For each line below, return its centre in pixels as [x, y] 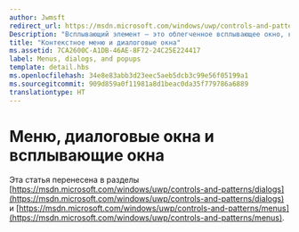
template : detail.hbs [49, 68]
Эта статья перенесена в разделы [74, 180]
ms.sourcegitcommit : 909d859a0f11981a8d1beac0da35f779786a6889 [129, 84]
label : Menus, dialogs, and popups [75, 59]
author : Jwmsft [37, 17]
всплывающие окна [87, 155]
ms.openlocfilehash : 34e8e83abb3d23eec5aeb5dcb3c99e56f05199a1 [129, 76]
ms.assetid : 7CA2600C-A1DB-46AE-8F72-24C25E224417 [105, 51]
